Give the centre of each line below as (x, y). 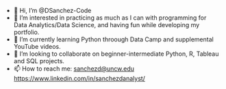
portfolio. (26, 32)
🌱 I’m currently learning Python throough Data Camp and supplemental (113, 39)
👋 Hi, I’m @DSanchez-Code (52, 11)
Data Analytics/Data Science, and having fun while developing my (106, 25)
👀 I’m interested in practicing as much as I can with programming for (110, 18)
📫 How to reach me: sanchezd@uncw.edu (74, 69)
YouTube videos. (37, 47)
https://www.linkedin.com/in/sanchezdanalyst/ (79, 78)
